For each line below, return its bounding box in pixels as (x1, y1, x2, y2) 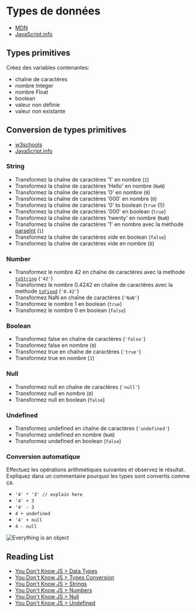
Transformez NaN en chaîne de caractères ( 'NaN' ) (14, 294, 139, 301)
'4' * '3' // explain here (14, 492, 83, 498)
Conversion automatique (6, 452, 81, 461)
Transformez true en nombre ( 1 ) (14, 355, 95, 362)
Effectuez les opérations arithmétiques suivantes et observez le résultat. (6, 466, 185, 473)
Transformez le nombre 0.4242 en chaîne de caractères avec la (14, 281, 173, 289)
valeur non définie (14, 101, 60, 108)
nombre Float (14, 88, 49, 96)
